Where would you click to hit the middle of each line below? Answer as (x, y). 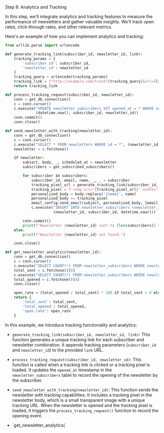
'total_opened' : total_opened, (54, 306)
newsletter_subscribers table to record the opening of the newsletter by (85, 375)
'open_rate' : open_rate (47, 311)
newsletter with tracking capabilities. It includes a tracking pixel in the (82, 395)
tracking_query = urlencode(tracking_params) (61, 77)
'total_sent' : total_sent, (50, 302)
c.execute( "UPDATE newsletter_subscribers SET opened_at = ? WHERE (84, 108)
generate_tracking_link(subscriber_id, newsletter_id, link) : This (81, 334)
